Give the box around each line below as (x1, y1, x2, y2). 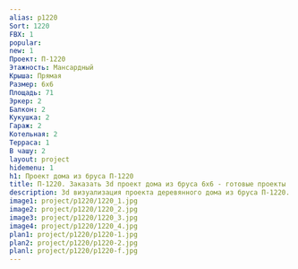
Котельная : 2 (9, 130, 58, 139)
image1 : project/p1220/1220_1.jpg (9, 196, 139, 206)
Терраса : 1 (9, 138, 50, 147)
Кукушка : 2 (9, 113, 50, 122)
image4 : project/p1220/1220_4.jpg (9, 221, 139, 230)
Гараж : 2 (9, 122, 42, 131)
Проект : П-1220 (9, 55, 66, 64)
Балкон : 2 (9, 105, 47, 114)
